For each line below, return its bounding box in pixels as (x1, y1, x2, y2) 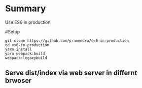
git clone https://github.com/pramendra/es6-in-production (5, 38, 129, 43)
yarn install (5, 47, 32, 52)
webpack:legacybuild (5, 55, 48, 60)
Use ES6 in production (5, 19, 51, 25)
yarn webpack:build (5, 51, 45, 56)
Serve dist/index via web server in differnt (5, 69, 137, 77)
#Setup (5, 29, 20, 34)
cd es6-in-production (5, 42, 50, 47)
